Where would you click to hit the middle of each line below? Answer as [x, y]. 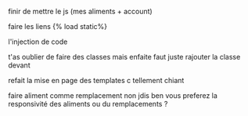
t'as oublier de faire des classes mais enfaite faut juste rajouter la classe [124, 57]
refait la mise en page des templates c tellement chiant [96, 80]
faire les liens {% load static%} [58, 26]
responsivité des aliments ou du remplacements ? [88, 104]
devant [19, 65]
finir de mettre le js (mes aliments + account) [80, 11]
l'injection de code [38, 42]
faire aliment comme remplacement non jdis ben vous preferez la [113, 96]
